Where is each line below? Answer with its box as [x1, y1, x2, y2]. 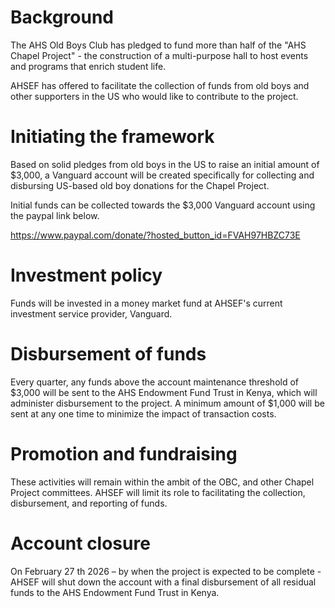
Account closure [10, 532, 151, 555]
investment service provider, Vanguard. [10, 307, 173, 320]
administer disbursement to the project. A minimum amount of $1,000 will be [10, 397, 325, 409]
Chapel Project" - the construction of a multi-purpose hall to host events [10, 49, 309, 61]
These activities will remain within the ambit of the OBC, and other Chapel [10, 476, 315, 488]
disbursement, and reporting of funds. [10, 497, 168, 509]
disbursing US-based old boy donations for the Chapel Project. [10, 179, 270, 191]
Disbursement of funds [10, 343, 207, 365]
